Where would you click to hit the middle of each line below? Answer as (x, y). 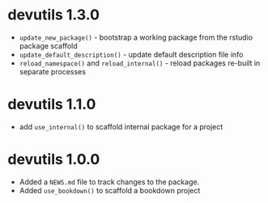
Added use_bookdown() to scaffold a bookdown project (110, 190)
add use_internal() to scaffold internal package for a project (121, 126)
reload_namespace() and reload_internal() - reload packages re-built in (140, 63)
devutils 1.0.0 (54, 160)
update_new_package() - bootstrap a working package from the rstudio (136, 37)
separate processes (53, 71)
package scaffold (48, 45)
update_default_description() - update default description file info (131, 54)
